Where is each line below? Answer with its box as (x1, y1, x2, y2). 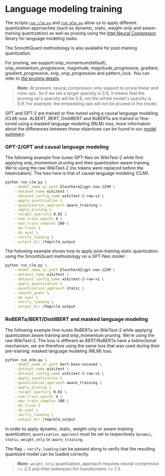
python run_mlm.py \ (5, 357, 48, 362)
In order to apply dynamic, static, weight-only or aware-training (5, 426, 134, 432)
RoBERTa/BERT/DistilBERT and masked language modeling (5, 316, 148, 323)
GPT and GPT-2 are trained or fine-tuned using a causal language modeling (5, 110, 158, 116)
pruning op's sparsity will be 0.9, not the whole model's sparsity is (17, 95, 151, 101)
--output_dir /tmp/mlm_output (14, 417, 76, 422)
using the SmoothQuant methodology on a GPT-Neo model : (5, 254, 127, 259)
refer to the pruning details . (5, 75, 60, 81)
